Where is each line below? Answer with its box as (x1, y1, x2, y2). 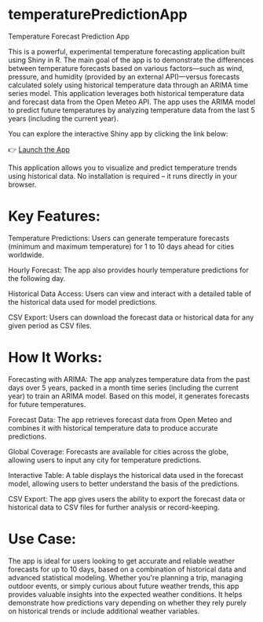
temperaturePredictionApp (8, 6, 188, 24)
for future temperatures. (8, 399, 86, 409)
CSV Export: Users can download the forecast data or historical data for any (8, 313, 254, 322)
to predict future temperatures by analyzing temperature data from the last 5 (8, 105, 255, 115)
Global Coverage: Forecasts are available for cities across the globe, (8, 446, 229, 456)
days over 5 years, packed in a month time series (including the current (8, 383, 239, 392)
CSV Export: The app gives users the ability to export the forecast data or (8, 494, 246, 503)
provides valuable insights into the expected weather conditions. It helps (8, 589, 243, 599)
